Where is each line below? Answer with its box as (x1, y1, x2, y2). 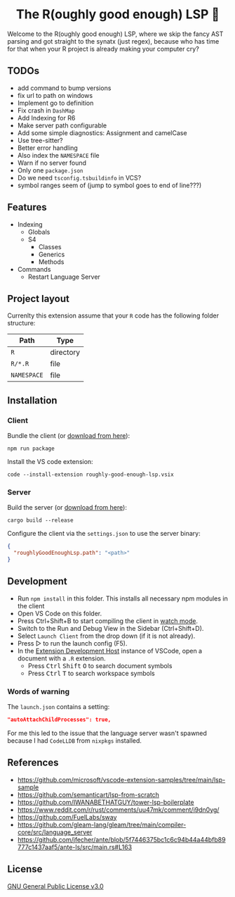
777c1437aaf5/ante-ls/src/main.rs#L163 (17, 843, 132, 851)
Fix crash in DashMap (17, 106, 75, 115)
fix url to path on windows (17, 91, 93, 99)
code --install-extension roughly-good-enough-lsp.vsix (7, 471, 174, 478)
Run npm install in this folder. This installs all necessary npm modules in (17, 594, 228, 603)
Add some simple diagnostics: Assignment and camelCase (17, 128, 187, 137)
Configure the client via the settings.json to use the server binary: (7, 529, 201, 538)
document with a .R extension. (17, 654, 107, 663)
